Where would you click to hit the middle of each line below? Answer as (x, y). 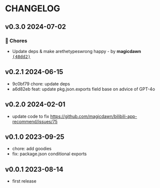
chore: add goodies (32, 149)
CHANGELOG (33, 9)
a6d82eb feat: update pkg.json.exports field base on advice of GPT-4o (83, 89)
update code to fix (31, 116)
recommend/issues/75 (35, 121)
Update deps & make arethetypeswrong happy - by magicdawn (77, 51)
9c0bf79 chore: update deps (41, 83)
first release (24, 181)
